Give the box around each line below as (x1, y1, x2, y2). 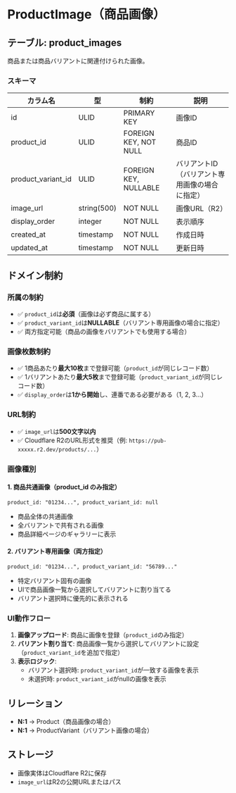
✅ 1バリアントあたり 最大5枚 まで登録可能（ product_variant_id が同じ (17, 373, 217, 381)
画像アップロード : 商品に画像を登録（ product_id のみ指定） (17, 631, 188, 639)
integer (78, 216, 102, 226)
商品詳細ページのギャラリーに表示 (17, 530, 117, 538)
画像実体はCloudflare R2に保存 (17, 768, 107, 777)
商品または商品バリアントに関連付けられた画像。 (7, 57, 149, 65)
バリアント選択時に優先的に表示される (17, 594, 129, 602)
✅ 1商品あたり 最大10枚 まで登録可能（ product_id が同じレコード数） (17, 364, 214, 373)
